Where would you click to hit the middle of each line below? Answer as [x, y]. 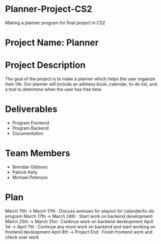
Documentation [28, 133]
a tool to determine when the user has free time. [54, 89]
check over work [22, 237]
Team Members [38, 153]
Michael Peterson [30, 177]
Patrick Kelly [25, 172]
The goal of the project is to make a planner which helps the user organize [80, 79]
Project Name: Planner [52, 43]
